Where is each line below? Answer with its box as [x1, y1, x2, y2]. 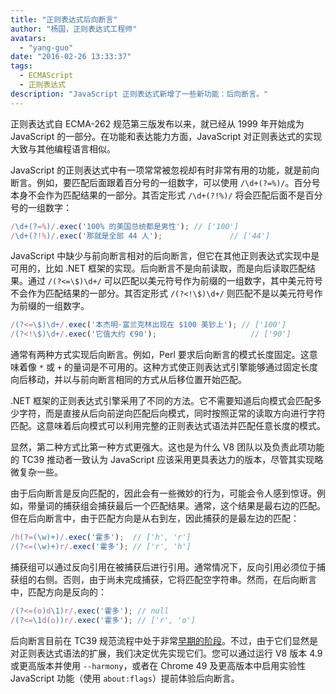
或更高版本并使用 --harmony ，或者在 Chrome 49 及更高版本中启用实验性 [10, 659, 307, 671]
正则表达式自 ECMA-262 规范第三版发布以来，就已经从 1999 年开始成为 [10, 117, 305, 130]
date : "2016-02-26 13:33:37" [10, 52, 132, 62]
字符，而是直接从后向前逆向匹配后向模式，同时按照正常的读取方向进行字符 [18, 407, 326, 420]
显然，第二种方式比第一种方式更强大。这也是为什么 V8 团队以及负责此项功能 [10, 441, 325, 453]
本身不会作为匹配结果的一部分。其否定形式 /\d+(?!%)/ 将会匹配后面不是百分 [10, 189, 323, 201]
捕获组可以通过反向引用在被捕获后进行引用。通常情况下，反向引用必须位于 [10, 561, 317, 573]
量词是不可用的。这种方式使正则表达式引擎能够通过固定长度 [73, 361, 319, 373]
